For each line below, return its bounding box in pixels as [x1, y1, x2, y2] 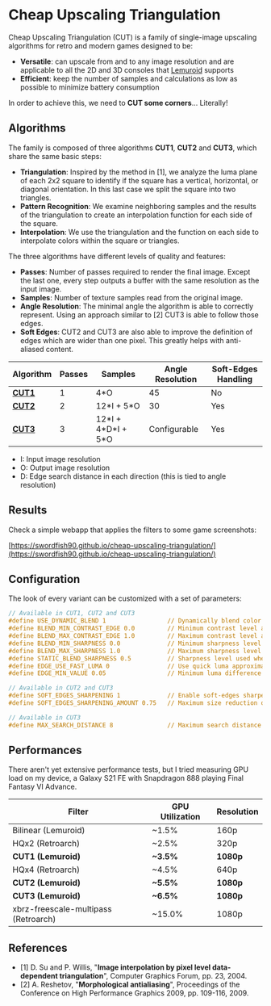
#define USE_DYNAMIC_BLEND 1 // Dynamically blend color [8, 617, 262, 625]
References [8, 941, 68, 954]
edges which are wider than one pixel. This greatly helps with [19, 335, 224, 345]
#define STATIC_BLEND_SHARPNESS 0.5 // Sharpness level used [8, 654, 251, 663]
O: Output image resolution [19, 463, 110, 472]
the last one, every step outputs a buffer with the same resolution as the [19, 275, 260, 285]
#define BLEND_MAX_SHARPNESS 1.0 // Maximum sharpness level [8, 647, 262, 655]
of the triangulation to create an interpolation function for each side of [19, 210, 252, 220]
